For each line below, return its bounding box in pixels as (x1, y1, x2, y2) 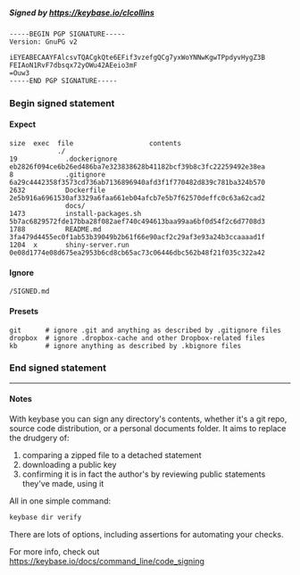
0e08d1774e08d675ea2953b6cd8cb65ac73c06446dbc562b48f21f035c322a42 (9, 248, 266, 258)
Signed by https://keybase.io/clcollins (9, 7, 154, 18)
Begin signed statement (9, 96, 115, 109)
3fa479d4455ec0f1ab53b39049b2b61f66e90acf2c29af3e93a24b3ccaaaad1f (9, 233, 266, 242)
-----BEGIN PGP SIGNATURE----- (9, 29, 126, 38)
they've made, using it (21, 479, 104, 488)
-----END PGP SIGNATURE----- (9, 76, 118, 85)
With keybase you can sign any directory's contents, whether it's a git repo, (9, 413, 287, 424)
